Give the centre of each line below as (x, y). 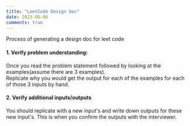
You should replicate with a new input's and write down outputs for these (94, 110)
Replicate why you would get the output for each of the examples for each (96, 78)
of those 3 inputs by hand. (38, 84)
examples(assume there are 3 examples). (56, 71)
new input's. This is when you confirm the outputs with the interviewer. (91, 117)
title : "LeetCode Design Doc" (43, 11)
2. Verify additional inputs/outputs (49, 98)
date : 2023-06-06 (27, 17)
